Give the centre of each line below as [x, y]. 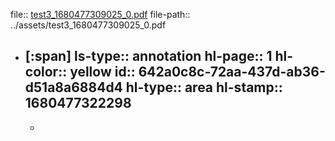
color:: [46, 72]
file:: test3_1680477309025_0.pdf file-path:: [100, 14]
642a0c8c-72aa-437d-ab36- [232, 72]
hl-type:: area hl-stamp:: [204, 87]
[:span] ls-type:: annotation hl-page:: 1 [148, 56]
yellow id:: [102, 72]
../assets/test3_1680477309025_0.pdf [88, 25]
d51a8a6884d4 [73, 87]
